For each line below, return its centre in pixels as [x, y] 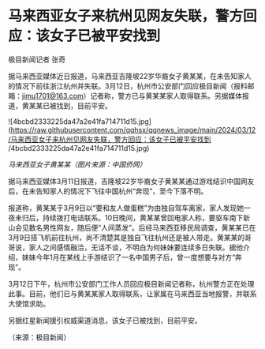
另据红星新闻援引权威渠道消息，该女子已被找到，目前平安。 [105, 320]
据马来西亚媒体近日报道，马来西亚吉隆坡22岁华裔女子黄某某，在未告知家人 [130, 76]
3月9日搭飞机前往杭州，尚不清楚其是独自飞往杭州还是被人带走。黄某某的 [127, 237]
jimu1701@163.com [53, 96]
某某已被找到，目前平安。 [70, 105]
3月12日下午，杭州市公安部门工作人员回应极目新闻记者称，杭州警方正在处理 [131, 283]
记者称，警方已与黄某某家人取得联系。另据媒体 [166, 96]
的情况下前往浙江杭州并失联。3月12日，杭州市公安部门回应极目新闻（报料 [128, 86]
